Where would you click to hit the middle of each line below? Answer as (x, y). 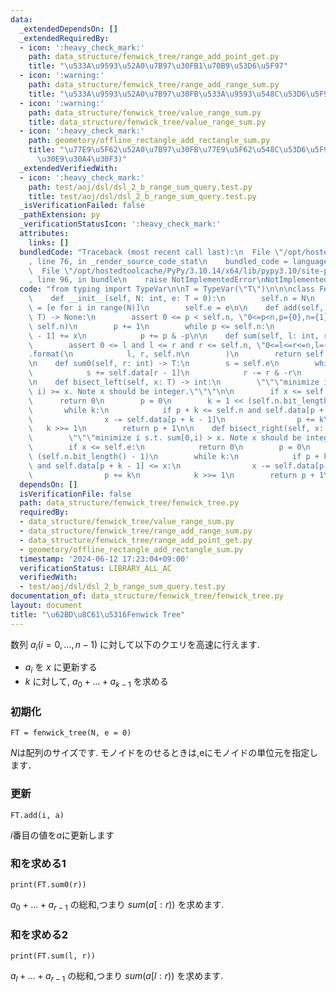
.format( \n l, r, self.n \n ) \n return (165, 354)
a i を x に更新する (61, 668)
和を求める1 (38, 863)
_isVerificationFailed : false (82, 206)
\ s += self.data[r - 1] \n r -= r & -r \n (165, 373)
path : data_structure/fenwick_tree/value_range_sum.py (145, 112)
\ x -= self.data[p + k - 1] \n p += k (176, 419)
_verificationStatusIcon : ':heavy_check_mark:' (120, 224)
